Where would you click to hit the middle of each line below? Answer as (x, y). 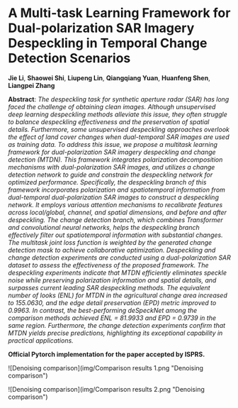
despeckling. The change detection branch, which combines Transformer (116, 220)
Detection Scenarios (69, 59)
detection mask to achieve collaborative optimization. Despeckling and (112, 250)
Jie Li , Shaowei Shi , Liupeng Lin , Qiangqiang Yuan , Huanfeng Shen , (109, 78)
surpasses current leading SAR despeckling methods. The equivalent (109, 287)
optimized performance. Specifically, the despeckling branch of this (107, 182)
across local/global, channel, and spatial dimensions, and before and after (118, 212)
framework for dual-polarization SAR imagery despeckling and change (112, 152)
